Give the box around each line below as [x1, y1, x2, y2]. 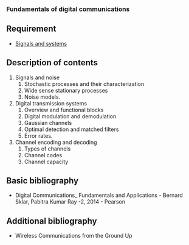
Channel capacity [24, 158, 69, 165]
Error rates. [24, 132, 53, 139]
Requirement [6, 24, 57, 34]
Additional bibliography [6, 216, 97, 226]
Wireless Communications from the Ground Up [15, 232, 132, 240]
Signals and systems [15, 40, 67, 47]
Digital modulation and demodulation [24, 112, 117, 120]
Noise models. [24, 93, 61, 101]
